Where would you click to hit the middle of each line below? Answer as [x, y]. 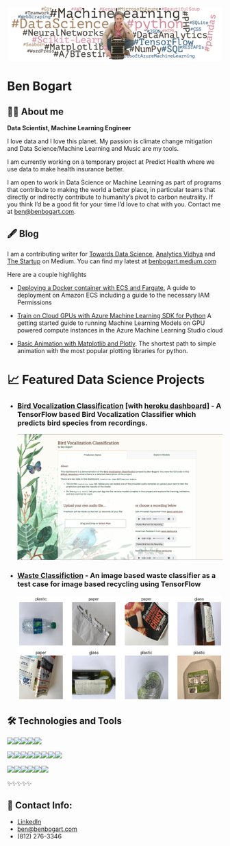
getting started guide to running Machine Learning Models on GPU [111, 323]
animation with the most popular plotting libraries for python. [102, 350]
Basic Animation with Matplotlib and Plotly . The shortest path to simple [116, 343]
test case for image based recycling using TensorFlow [109, 584]
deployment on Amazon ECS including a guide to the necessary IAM [113, 295]
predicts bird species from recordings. [82, 423]
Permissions [35, 302]
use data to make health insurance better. [66, 169]
